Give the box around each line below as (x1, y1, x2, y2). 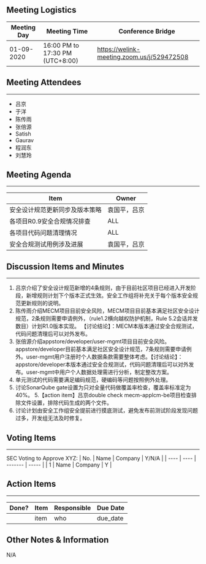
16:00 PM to (42, 41, 80, 50)
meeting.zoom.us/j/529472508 (97, 52, 189, 61)
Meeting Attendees (6, 77, 82, 88)
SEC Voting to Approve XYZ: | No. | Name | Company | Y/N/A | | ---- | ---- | (6, 455, 196, 462)
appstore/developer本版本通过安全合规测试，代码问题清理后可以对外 (15, 361, 189, 368)
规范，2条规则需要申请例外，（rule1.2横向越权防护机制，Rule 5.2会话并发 (15, 315, 198, 322)
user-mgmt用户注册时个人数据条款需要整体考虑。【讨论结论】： (26, 353, 183, 360)
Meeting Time (46, 27, 88, 36)
